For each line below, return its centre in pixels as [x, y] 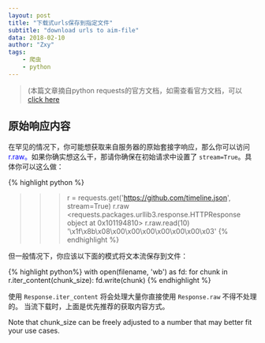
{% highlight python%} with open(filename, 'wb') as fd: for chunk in [118, 271]
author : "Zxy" [32, 45]
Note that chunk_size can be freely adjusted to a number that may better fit [130, 322]
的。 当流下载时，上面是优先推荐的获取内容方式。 [89, 306]
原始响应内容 [39, 126]
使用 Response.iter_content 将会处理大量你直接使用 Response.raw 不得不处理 [132, 296]
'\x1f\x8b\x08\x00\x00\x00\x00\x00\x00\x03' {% [147, 231]
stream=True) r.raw [98, 205]
